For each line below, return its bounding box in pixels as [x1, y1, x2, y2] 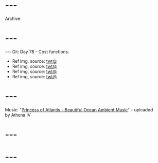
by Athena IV [5, 112, 31, 118]
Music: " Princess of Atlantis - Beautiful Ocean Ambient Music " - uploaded [5, 107, 153, 112]
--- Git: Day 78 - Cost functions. [5, 49, 70, 54]
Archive [5, 16, 21, 21]
